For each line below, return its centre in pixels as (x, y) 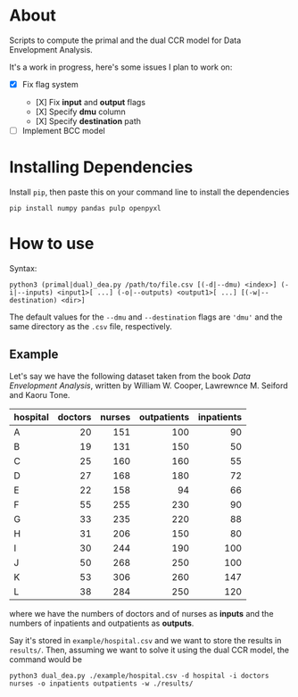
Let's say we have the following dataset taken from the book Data (130, 376)
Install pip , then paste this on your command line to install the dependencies (149, 192)
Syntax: (23, 268)
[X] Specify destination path (88, 121)
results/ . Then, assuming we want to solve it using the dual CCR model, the (149, 650)
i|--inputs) (31, 292)
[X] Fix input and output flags (90, 102)
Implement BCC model (63, 131)
